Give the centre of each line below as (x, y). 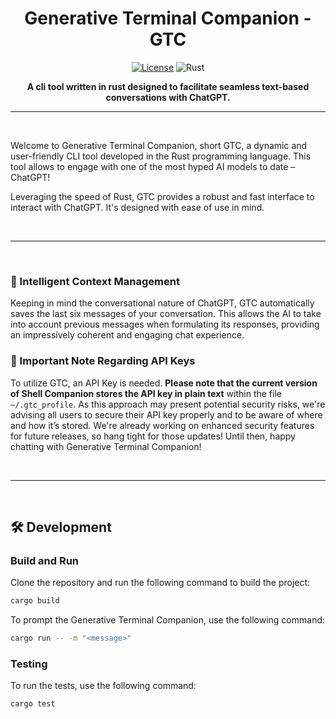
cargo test (33, 704)
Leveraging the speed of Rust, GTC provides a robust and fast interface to (162, 196)
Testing (29, 664)
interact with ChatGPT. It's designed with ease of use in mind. (137, 207)
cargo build (35, 601)
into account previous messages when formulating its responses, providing (165, 324)
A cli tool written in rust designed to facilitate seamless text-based (168, 86)
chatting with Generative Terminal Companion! (106, 446)
